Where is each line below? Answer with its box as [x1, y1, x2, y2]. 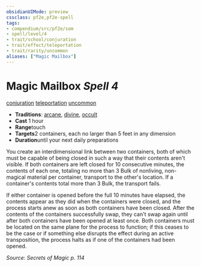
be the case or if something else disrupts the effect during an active [6, 229, 174, 237]
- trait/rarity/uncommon [6, 48, 68, 54]
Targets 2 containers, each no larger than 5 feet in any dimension [14, 130, 176, 137]
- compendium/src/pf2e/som [6, 25, 74, 32]
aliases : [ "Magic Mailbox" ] [6, 53, 77, 59]
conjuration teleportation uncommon [6, 99, 97, 106]
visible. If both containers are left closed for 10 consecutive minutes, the [6, 160, 185, 168]
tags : [6, 20, 20, 26]
